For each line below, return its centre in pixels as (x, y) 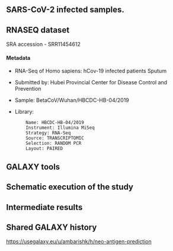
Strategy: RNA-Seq (48, 133)
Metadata (18, 58)
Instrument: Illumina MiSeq (60, 128)
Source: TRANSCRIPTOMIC (55, 138)
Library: (24, 112)
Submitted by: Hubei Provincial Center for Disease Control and (91, 82)
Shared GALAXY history (52, 227)
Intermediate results (44, 207)
